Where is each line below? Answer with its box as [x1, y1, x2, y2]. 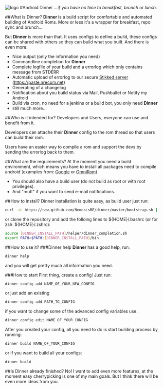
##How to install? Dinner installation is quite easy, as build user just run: [5, 198, 149, 204]
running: [5, 332, 22, 338]
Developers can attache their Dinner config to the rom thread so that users [5, 130, 155, 135]
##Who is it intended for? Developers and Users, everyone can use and [5, 115, 148, 120]
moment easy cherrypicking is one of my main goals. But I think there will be [5, 373, 158, 379]
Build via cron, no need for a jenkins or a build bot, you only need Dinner [12, 100, 158, 106]
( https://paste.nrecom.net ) [12, 79, 66, 85]
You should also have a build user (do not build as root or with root [12, 178, 146, 184]
